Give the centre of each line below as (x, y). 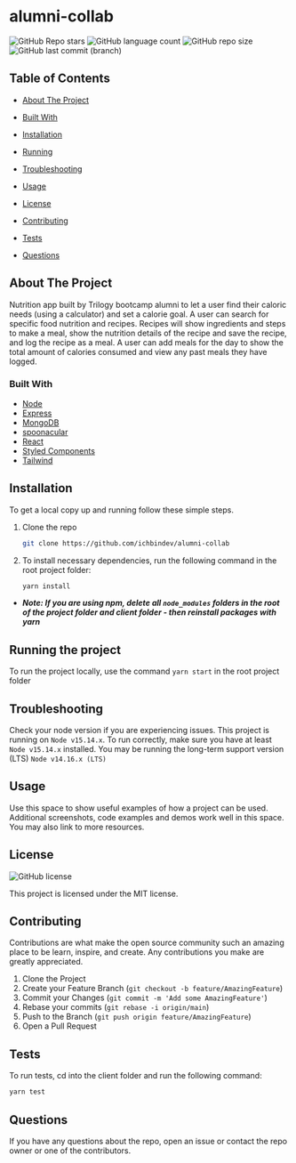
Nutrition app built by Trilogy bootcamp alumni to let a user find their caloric (148, 304)
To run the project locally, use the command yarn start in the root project (144, 671)
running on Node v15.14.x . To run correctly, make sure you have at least (141, 739)
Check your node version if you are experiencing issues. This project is (139, 731)
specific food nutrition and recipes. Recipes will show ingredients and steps (148, 323)
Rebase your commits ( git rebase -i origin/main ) (116, 1007)
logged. (23, 361)
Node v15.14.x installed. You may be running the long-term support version (147, 749)
